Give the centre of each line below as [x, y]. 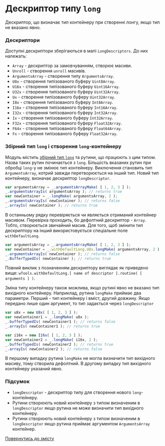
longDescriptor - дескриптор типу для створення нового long [77, 392]
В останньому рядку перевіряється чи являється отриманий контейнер [81, 215]
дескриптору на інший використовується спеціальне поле [66, 230]
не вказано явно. [23, 27]
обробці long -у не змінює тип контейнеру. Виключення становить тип [79, 167]
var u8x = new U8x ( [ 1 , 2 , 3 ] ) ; [42, 313]
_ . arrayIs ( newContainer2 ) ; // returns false [54, 349]
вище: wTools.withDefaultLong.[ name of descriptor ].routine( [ [74, 273]
